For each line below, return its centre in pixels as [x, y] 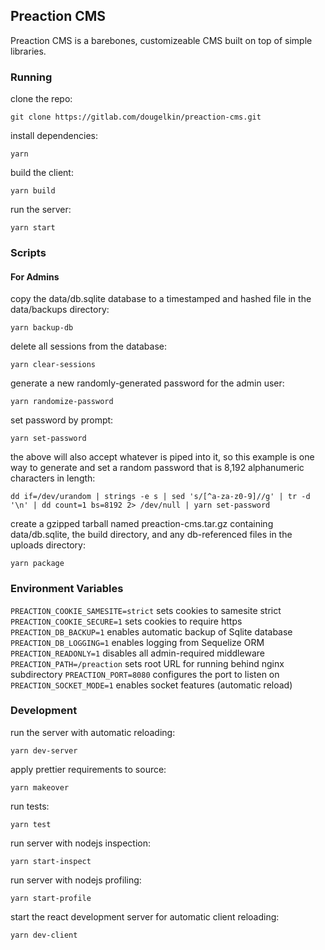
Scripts [28, 253]
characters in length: [53, 478]
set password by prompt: [62, 420]
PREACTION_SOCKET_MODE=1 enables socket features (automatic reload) [151, 685]
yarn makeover [40, 787]
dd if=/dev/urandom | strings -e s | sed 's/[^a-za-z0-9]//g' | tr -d [160, 497]
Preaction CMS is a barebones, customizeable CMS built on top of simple [161, 40]
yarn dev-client [44, 935]
